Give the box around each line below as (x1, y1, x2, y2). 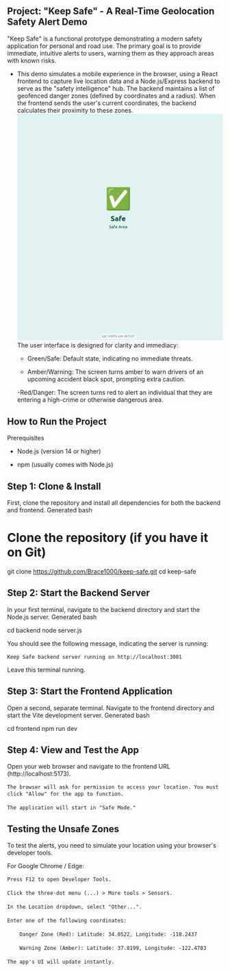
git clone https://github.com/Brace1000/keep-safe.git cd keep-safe (7, 567, 196, 576)
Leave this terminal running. (7, 666, 86, 674)
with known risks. (7, 56, 57, 65)
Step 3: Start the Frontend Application (7, 686, 172, 697)
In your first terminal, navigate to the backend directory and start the (7, 605, 201, 613)
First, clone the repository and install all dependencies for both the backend (7, 499, 221, 507)
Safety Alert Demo (7, 16, 88, 28)
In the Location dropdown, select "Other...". (7, 903, 142, 911)
